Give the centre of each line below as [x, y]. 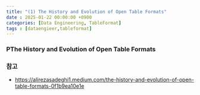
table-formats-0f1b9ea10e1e [50, 86]
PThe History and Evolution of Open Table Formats [81, 50]
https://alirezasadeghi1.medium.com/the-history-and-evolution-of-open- [104, 80]
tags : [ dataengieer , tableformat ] [49, 28]
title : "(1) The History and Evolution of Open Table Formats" [87, 12]
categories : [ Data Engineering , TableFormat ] [64, 23]
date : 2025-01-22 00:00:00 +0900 [49, 17]
